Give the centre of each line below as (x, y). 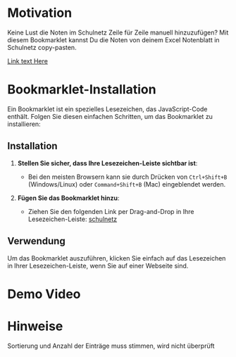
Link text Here (27, 61)
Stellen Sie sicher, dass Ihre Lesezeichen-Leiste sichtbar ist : (107, 163)
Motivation (40, 13)
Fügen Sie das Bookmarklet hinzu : (68, 198)
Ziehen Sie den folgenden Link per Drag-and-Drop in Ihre (111, 211)
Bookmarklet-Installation (82, 90)
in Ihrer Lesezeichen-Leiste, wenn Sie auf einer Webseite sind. (98, 265)
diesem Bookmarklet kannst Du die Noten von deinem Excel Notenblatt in (113, 39)
